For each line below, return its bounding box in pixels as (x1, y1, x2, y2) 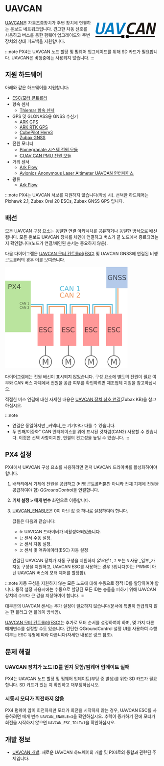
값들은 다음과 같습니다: (12, 519, 56, 524)
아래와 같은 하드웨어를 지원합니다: (5, 84, 70, 90)
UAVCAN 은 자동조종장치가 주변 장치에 (5, 20, 78, 26)
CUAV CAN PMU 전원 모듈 (19, 153, 71, 159)
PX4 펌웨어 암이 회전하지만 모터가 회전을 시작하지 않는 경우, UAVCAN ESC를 (5, 708, 152, 713)
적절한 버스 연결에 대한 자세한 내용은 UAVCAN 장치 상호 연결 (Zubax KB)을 (5, 396, 147, 402)
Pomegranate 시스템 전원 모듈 (19, 146, 78, 152)
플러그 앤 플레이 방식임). (15, 609, 62, 615)
